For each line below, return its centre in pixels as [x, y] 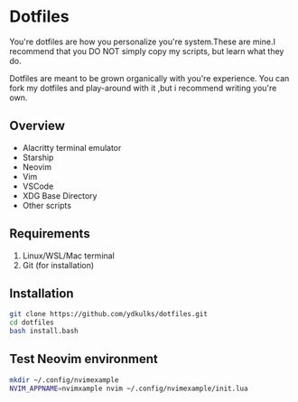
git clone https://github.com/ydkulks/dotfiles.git [108, 314]
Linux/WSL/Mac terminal [68, 256]
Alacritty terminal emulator [72, 147]
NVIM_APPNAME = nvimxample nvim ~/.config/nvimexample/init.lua [129, 388]
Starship [38, 157]
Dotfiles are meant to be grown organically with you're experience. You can [149, 78]
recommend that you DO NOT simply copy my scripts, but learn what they [147, 51]
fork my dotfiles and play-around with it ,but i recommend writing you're [143, 88]
